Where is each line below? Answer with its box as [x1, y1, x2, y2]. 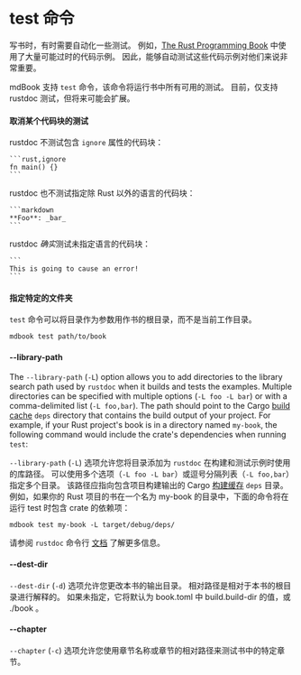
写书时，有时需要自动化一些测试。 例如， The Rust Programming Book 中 [9, 40, 278, 51]
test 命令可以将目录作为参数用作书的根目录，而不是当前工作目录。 [9, 314, 257, 325]
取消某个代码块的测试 [9, 115, 88, 126]
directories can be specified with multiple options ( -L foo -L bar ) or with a [9, 391, 288, 402]
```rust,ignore [9, 155, 67, 164]
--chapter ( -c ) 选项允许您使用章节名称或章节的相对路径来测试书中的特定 [9, 644, 278, 655]
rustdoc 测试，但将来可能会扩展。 [9, 92, 135, 104]
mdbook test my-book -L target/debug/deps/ [9, 521, 176, 530]
